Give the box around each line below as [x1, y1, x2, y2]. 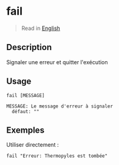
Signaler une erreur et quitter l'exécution [6, 58, 108, 65]
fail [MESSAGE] [6, 92, 45, 98]
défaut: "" [12, 108, 40, 114]
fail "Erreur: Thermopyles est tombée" [6, 153, 108, 159]
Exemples [6, 125, 45, 135]
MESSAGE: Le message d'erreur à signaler [6, 103, 114, 109]
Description [6, 42, 52, 53]
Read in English [21, 24, 60, 32]
